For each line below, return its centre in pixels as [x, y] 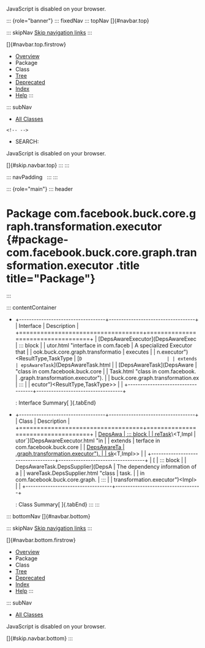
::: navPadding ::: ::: [32, 177]
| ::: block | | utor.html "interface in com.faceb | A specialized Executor [104, 345]
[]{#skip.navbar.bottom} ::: [40, 638]
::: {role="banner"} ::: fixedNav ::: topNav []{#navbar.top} [78, 20]
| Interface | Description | [47, 326]
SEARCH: [27, 141]
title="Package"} [51, 279]
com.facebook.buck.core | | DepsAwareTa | [70, 447]
